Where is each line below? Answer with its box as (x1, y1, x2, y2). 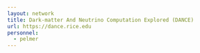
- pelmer (13, 36, 39, 43)
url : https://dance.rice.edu (7, 23, 92, 30)
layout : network (7, 10, 54, 17)
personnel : (7, 29, 39, 36)
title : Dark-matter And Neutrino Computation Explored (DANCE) (7, 17, 194, 23)
